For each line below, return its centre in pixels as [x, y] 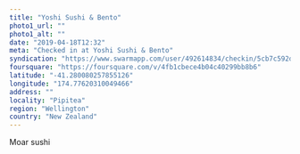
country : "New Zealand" [54, 117]
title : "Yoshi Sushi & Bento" [66, 17]
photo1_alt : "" [37, 34]
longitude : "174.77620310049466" [71, 84]
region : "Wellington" [50, 109]
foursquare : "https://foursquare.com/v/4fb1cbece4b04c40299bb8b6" [135, 68]
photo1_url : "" [37, 26]
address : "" [31, 92]
